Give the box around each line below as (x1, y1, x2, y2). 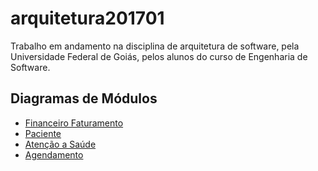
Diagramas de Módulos (10, 90, 158, 107)
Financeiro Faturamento (24, 117, 124, 129)
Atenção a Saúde (24, 138, 97, 150)
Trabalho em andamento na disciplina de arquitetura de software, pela (10, 40, 300, 52)
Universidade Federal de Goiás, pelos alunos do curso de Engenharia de (10, 50, 308, 62)
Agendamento (24, 148, 84, 161)
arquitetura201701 (10, 7, 165, 30)
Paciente (24, 127, 62, 139)
